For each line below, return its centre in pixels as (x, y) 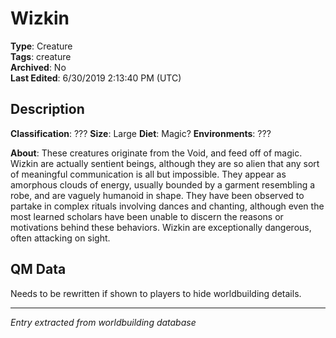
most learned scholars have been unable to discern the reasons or (147, 216)
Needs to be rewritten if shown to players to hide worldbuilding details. (156, 293)
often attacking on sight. (60, 238)
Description (47, 109)
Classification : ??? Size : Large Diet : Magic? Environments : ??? (141, 133)
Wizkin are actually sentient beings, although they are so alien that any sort (165, 163)
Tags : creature (41, 56)
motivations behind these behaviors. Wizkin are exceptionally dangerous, (161, 227)
